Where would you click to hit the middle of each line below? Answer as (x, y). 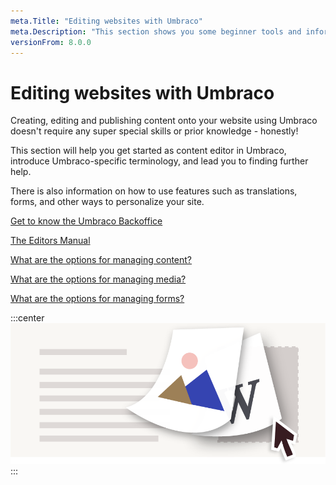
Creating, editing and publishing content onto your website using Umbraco (164, 121)
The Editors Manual (50, 241)
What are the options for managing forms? (97, 299)
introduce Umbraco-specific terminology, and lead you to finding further (159, 161)
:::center (27, 318)
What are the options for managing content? (101, 260)
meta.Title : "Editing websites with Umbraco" (106, 21)
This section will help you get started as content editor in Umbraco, (148, 151)
